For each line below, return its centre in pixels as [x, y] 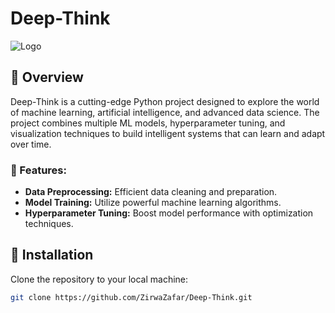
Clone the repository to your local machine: [99, 279]
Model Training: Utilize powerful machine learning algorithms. [153, 203]
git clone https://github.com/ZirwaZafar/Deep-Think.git [131, 297]
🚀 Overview [47, 77]
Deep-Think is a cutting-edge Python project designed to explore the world [165, 101]
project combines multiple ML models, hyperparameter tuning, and [148, 123]
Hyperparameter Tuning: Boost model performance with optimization [169, 213]
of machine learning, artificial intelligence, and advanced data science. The [165, 112]
